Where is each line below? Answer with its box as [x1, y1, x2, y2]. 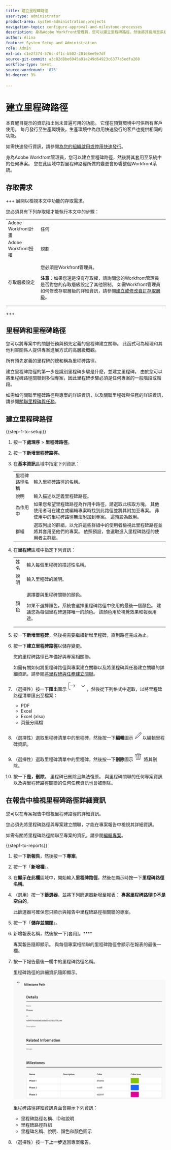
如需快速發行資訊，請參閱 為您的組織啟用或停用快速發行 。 [6, 143, 126, 150]
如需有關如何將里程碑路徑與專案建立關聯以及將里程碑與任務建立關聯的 [13, 664, 160, 670]
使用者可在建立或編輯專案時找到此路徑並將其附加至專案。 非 [33, 508, 159, 514]
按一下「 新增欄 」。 [13, 864, 51, 870]
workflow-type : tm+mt [6, 62, 52, 67]
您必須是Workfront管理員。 [40, 264, 97, 270]
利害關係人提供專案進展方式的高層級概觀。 [10, 347, 99, 353]
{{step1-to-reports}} [6, 842, 48, 848]
